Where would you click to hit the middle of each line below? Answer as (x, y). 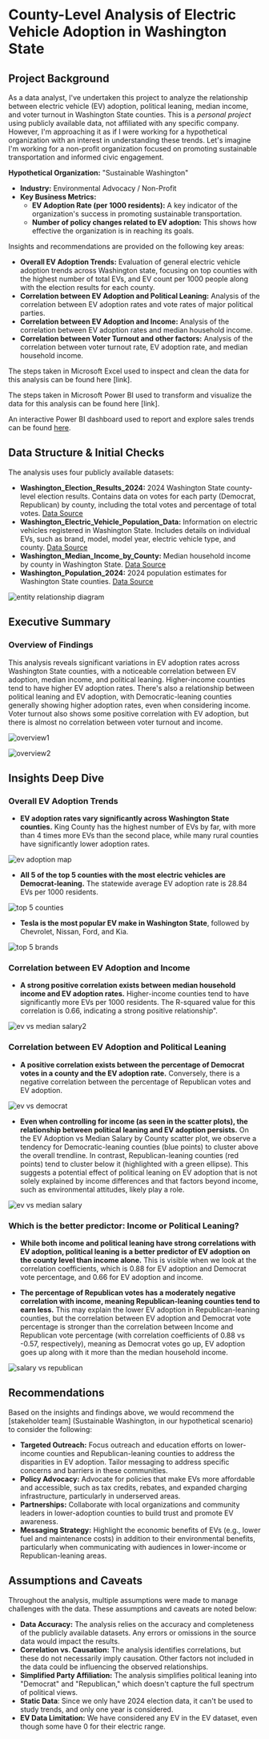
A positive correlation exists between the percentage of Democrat (132, 1064)
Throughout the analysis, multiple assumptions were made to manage (123, 1600)
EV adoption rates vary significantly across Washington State (124, 818)
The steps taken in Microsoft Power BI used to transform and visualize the (130, 395)
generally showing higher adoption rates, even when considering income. (129, 705)
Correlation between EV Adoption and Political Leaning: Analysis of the (140, 296)
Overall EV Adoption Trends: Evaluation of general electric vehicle (130, 262)
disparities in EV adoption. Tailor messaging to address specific (124, 1462)
